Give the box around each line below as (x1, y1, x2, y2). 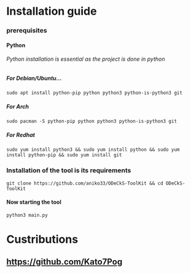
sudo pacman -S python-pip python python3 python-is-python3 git (6, 118, 177, 125)
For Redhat (6, 131, 36, 139)
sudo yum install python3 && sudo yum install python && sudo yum (6, 147, 180, 153)
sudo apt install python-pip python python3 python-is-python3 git (6, 90, 183, 96)
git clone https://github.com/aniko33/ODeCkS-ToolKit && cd (6, 180, 164, 186)
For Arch (6, 102, 29, 110)
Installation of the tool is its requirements (6, 166, 131, 175)
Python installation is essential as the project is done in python (6, 55, 165, 63)
